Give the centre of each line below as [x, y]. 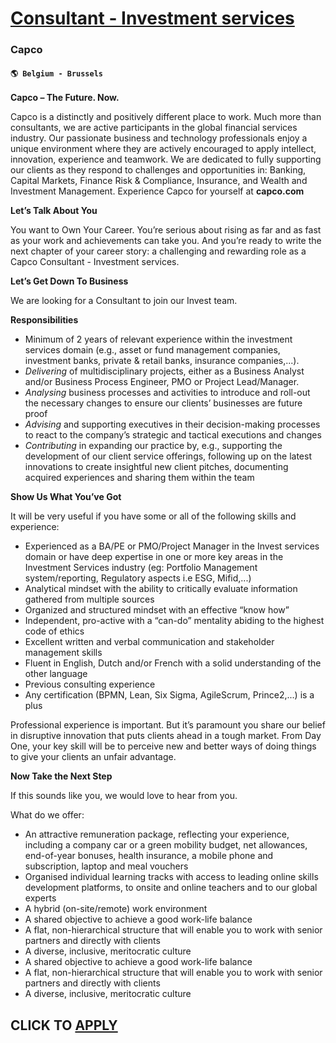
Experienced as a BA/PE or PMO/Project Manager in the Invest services [172, 546]
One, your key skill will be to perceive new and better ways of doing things [163, 746]
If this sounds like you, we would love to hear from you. [124, 796]
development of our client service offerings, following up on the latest [168, 456]
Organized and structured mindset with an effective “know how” [157, 610]
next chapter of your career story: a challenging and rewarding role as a [158, 251]
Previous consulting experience [90, 684]
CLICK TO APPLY [64, 1025]
